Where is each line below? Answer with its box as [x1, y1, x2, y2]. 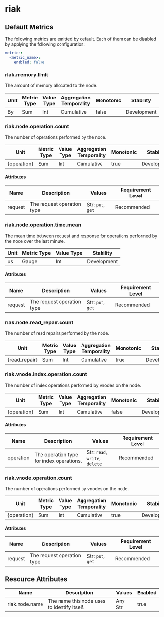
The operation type [34, 451, 79, 458]
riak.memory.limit [5, 71, 49, 78]
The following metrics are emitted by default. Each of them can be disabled [5, 36, 156, 42]
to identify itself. [48, 604, 85, 611]
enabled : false [14, 60, 45, 65]
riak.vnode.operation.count [5, 474, 72, 481]
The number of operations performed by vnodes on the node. [5, 486, 129, 492]
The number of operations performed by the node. [5, 134, 107, 140]
